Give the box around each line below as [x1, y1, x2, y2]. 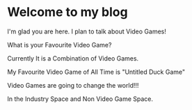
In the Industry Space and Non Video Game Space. [7, 95, 154, 103]
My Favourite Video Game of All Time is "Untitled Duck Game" [7, 68, 186, 76]
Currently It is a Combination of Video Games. [7, 54, 139, 63]
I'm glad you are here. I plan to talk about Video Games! [7, 27, 167, 36]
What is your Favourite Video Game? [7, 40, 112, 49]
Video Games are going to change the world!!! [7, 81, 139, 89]
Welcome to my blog [7, 4, 128, 20]
